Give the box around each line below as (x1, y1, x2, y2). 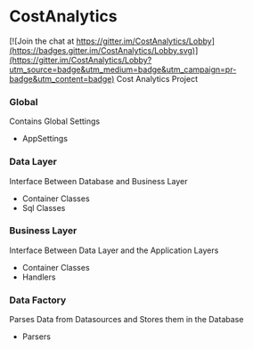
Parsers (21, 331, 52, 342)
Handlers (21, 272, 56, 282)
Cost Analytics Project (116, 73, 199, 84)
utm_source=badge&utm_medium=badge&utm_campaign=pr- (9, 64, 237, 75)
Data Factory (9, 294, 67, 306)
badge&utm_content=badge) (9, 73, 115, 84)
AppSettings (21, 134, 69, 144)
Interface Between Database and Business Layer (9, 175, 189, 186)
